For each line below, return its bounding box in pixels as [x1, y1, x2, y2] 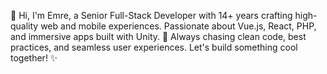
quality [10, 20, 39, 32]
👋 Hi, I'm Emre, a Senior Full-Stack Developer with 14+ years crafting [10, 10, 293, 21]
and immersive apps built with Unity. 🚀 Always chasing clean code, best [10, 31, 307, 42]
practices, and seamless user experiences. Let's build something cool [10, 41, 298, 53]
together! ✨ [10, 52, 58, 64]
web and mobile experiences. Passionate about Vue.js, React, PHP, [40, 20, 317, 32]
